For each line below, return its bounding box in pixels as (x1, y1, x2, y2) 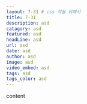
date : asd (6, 48, 31, 54)
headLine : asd (6, 37, 42, 43)
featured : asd (6, 31, 42, 37)
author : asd (6, 54, 36, 60)
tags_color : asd (6, 76, 47, 82)
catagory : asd (6, 25, 42, 32)
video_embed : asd (6, 64, 50, 71)
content (6, 93, 26, 100)
